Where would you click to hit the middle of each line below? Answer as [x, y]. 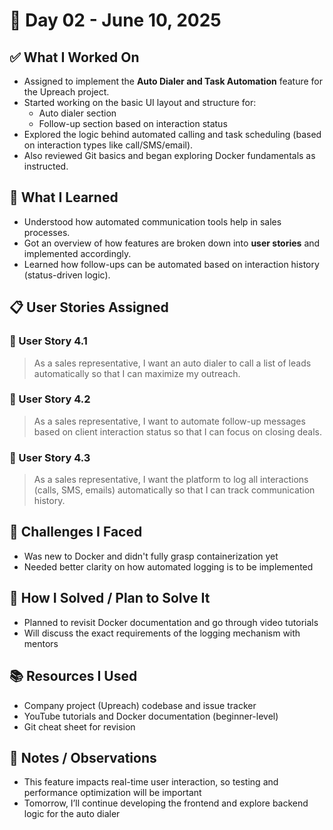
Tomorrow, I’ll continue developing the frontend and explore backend [166, 803]
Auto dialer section [77, 113]
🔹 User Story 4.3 [50, 457]
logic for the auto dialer [72, 814]
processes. [47, 232]
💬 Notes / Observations [83, 757]
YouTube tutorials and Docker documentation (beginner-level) [151, 716]
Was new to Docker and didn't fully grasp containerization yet [151, 556]
